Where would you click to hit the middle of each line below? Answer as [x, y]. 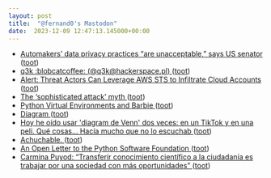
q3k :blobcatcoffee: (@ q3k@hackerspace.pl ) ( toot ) [105, 71]
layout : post [30, 16]
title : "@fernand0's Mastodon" [63, 23]
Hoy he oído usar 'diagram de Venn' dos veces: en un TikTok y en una [137, 123]
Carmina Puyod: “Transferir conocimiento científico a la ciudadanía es [136, 157]
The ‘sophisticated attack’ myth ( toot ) [83, 97]
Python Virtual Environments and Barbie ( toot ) [97, 105]
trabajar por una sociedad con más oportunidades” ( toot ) [115, 166]
